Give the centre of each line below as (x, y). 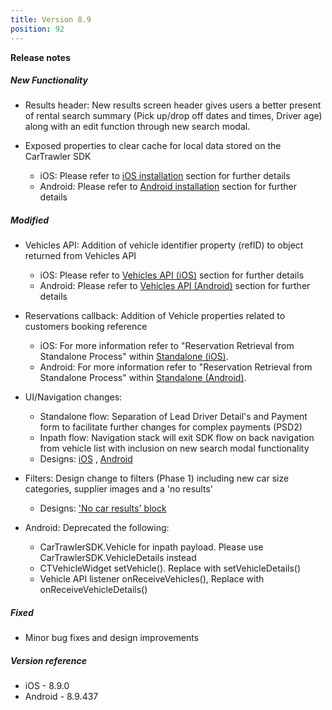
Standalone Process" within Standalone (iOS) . (134, 357)
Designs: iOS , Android (86, 459)
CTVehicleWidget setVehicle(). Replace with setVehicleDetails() (170, 568)
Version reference (48, 660)
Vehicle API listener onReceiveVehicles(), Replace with (152, 579)
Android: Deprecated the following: (97, 528)
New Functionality (49, 80)
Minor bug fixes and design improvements (112, 638)
